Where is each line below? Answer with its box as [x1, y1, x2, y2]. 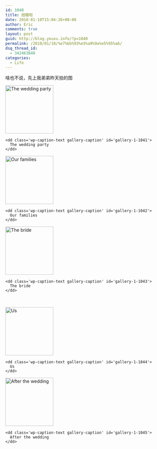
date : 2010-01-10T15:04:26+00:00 [5, 17, 77, 22]
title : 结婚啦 [5, 12, 33, 17]
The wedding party [10, 142, 50, 147]
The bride [10, 284, 31, 289]
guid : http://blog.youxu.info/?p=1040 [5, 36, 88, 42]
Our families [10, 213, 38, 218]
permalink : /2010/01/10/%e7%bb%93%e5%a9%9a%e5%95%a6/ [5, 41, 123, 46]
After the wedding [10, 435, 50, 440]
